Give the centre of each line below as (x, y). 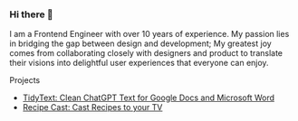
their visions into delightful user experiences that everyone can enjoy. (139, 63)
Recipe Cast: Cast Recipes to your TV (92, 107)
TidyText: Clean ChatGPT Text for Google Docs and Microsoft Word (148, 98)
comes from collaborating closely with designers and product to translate (146, 53)
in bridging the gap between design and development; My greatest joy (140, 43)
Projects (25, 80)
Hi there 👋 (32, 14)
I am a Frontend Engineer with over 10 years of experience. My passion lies (149, 34)
